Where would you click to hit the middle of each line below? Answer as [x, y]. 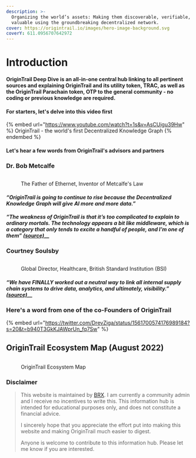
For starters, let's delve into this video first [59, 111]
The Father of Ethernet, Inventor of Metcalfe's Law [82, 184]
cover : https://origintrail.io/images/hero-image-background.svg [88, 28]
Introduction [37, 63]
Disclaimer [22, 382]
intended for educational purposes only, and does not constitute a [100, 407]
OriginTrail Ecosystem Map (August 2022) [85, 348]
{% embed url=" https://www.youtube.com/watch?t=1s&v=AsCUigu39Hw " [95, 125]
